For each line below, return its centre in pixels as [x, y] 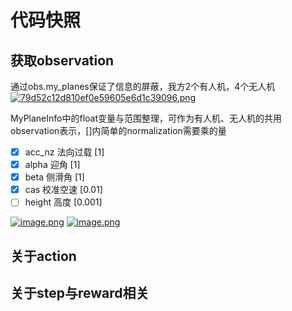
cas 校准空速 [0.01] [63, 190]
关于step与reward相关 [80, 293]
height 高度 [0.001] [63, 202]
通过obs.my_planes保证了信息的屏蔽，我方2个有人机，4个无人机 [143, 86]
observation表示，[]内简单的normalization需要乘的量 [118, 130]
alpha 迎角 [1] [52, 165]
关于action [43, 256]
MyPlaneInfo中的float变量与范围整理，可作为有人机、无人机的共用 [146, 118]
